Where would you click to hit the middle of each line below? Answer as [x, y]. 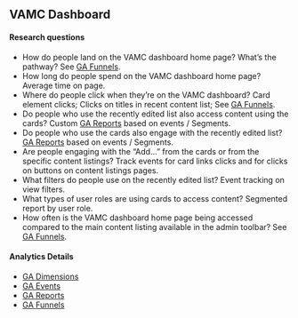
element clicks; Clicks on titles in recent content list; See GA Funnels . [149, 104]
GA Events [41, 286]
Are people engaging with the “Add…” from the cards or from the [141, 151]
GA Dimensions [50, 276]
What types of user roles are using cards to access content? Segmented [155, 198]
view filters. [43, 189]
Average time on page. [64, 85]
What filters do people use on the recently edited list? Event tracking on [153, 179]
